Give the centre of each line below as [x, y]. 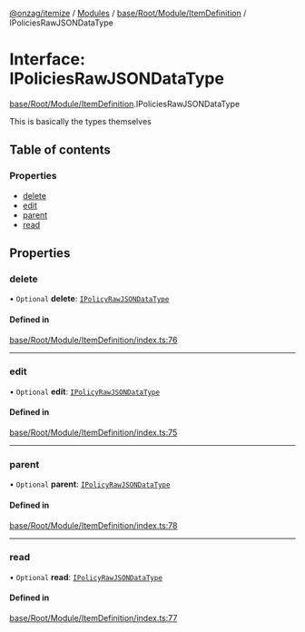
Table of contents [60, 150]
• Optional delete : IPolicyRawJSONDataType [89, 299]
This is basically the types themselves [80, 121]
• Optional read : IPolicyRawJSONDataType [86, 577]
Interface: [48, 59]
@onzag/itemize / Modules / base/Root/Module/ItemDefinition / [128, 13]
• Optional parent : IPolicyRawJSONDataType [90, 484]
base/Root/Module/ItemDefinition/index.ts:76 [93, 340]
